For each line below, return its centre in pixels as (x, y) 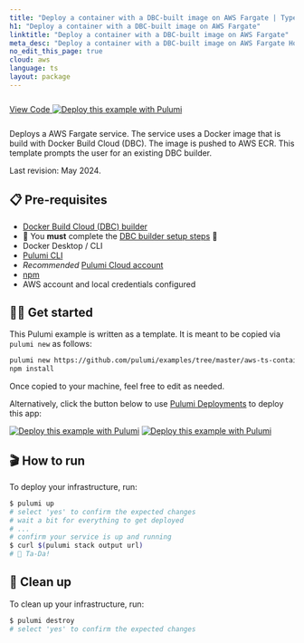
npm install (32, 369)
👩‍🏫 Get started (51, 312)
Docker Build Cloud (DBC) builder (85, 226)
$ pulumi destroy (42, 620)
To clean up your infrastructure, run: (77, 604)
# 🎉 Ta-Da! (30, 554)
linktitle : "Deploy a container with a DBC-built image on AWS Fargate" (149, 34)
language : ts (34, 69)
